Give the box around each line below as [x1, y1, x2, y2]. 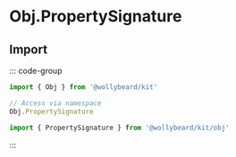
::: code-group [9, 65, 63, 76]
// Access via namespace [9, 98, 102, 108]
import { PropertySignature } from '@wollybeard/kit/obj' [9, 123, 230, 132]
